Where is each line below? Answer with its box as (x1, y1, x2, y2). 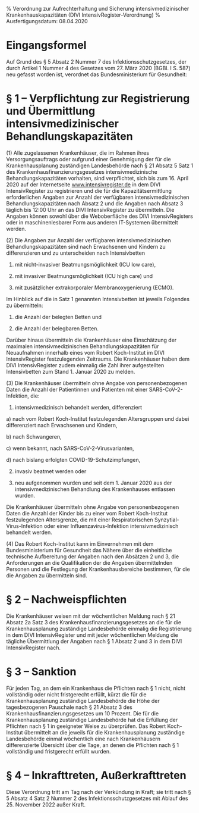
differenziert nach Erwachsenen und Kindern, (6, 421, 118, 429)
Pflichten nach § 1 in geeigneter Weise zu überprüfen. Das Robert (6, 723, 166, 730)
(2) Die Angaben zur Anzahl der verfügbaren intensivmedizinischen (6, 236, 171, 243)
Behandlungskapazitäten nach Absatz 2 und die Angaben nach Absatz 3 (6, 199, 184, 207)
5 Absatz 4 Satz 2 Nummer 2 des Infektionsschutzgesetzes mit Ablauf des (6, 795, 188, 802)
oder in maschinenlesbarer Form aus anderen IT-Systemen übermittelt (6, 218, 178, 226)
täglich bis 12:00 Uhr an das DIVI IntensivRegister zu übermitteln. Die (6, 206, 175, 213)
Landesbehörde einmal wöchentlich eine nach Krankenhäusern (6, 735, 161, 742)
